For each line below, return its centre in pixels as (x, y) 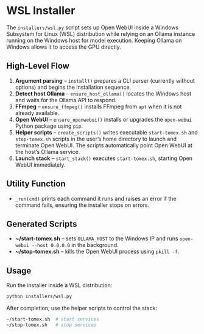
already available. (37, 113)
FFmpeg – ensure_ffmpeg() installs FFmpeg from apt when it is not (98, 106)
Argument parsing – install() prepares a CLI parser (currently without (105, 80)
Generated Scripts (42, 224)
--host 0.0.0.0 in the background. (75, 245)
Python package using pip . (49, 126)
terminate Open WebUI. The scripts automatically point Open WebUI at (104, 145)
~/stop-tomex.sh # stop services (51, 325)
